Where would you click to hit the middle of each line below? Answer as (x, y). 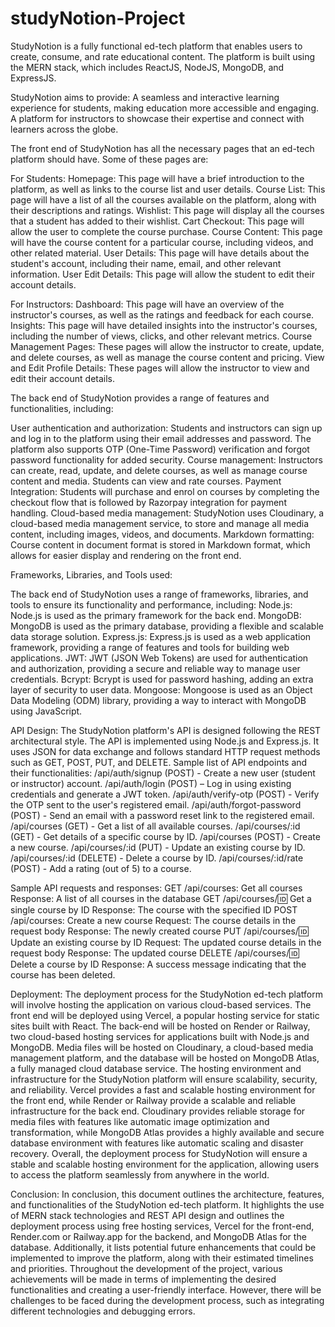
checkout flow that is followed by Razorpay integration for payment (148, 502)
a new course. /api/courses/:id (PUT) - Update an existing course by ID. (158, 847)
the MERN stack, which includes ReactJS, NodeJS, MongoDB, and (147, 67)
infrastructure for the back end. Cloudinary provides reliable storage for (158, 1111)
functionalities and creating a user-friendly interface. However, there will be (166, 1289)
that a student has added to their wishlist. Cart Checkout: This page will (157, 221)
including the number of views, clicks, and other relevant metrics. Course (161, 336)
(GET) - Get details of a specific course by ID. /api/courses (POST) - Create (165, 836)
